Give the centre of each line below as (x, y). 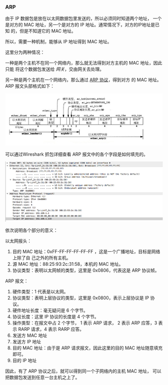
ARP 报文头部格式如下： (30, 86)
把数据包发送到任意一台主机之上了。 (42, 377)
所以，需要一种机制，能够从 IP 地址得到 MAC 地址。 (58, 42)
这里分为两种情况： (25, 52)
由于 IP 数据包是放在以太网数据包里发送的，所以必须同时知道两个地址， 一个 (83, 19)
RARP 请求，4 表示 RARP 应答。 (51, 329)
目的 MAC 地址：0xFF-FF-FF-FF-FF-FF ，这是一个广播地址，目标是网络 (86, 252)
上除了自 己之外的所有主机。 (41, 258)
